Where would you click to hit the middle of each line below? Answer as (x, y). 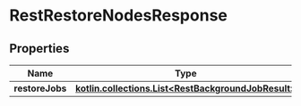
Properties (39, 49)
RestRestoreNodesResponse (119, 16)
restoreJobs (40, 88)
